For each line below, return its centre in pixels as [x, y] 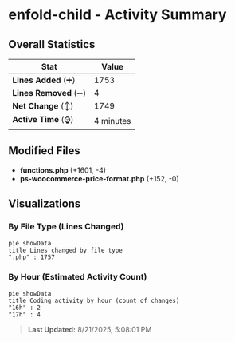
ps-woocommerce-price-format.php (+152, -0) [99, 178]
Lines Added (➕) [44, 80]
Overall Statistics [52, 44]
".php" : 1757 [32, 257]
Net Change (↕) [43, 106]
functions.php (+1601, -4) [63, 170]
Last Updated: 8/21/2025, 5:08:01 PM [90, 329]
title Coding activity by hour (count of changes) [94, 300]
